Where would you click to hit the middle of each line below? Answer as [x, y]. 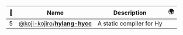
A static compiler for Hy [130, 24]
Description [130, 13]
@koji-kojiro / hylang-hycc [55, 24]
